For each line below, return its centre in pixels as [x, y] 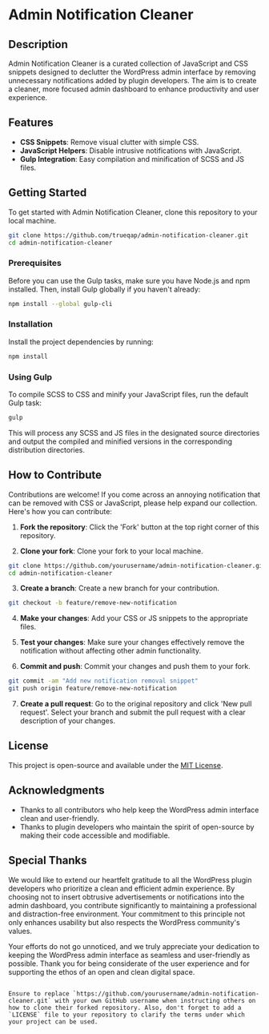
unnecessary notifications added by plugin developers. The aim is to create [132, 80]
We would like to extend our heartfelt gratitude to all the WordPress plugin [130, 879]
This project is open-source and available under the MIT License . [116, 765]
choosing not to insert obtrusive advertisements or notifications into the [126, 897]
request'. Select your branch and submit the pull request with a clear [132, 712]
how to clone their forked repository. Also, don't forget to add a [125, 1008]
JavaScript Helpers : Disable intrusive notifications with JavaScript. [130, 151]
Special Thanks [48, 861]
